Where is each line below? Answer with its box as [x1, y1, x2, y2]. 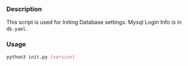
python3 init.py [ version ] [6, 54, 75, 60]
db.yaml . [6, 25, 28, 32]
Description [6, 5, 42, 13]
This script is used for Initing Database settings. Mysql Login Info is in [6, 19, 182, 26]
